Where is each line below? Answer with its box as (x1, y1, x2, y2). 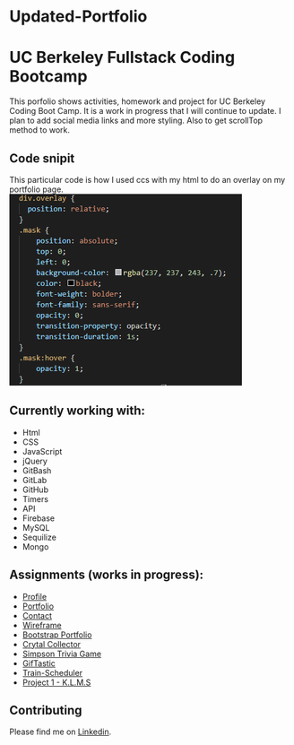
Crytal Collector (22, 638, 82, 649)
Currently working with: (9, 403, 146, 419)
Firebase (22, 513, 56, 524)
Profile (22, 591, 48, 602)
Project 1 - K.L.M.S (22, 677, 91, 688)
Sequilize (22, 532, 56, 542)
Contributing (9, 702, 82, 718)
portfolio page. (9, 184, 65, 195)
